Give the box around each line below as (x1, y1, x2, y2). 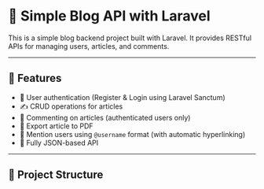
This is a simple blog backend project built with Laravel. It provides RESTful (8, 33, 252, 43)
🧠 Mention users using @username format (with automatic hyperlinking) (19, 129, 246, 139)
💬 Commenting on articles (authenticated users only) (19, 113, 191, 122)
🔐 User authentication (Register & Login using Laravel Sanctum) (19, 92, 225, 102)
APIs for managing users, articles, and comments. (8, 41, 170, 50)
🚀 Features (8, 72, 62, 85)
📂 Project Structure (8, 169, 104, 182)
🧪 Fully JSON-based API (19, 138, 99, 147)
